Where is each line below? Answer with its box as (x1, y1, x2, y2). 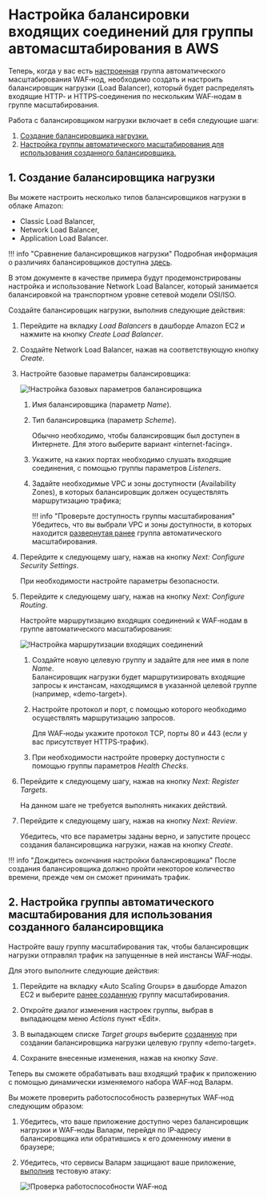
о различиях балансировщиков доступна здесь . (8, 257, 173, 267)
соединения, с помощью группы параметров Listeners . (31, 463, 221, 472)
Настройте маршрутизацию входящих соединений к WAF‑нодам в (19, 615, 248, 625)
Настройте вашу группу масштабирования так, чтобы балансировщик (8, 942, 249, 951)
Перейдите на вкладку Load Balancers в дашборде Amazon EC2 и (19, 321, 245, 330)
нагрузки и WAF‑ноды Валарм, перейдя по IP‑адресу (19, 1125, 201, 1134)
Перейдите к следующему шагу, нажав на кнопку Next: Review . (19, 815, 238, 825)
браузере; (19, 1141, 55, 1152)
